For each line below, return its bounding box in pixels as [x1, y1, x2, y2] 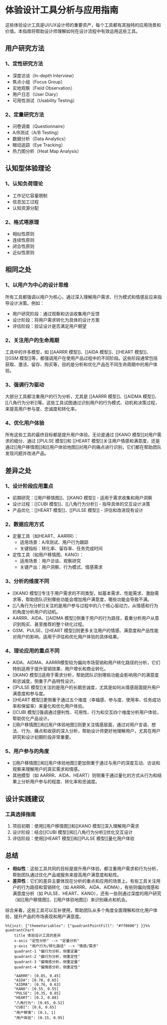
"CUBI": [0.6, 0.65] [14, 1005, 57, 1010]
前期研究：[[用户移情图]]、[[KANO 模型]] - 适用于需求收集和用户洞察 [12, 495, 153, 501]
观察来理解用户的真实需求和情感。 [12, 766, 83, 772]
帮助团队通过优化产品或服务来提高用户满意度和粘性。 [12, 871, 122, 878]
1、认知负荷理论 [5, 180, 43, 187]
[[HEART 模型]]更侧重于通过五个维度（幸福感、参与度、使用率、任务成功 [12, 697, 161, 703]
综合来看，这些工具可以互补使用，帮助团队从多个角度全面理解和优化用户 [5, 907, 153, 913]
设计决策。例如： [9, 300, 45, 306]
